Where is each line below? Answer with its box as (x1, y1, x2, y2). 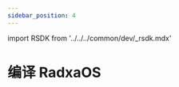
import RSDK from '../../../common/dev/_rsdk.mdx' (7, 33, 172, 43)
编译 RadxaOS (7, 63, 101, 81)
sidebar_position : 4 (7, 11, 77, 20)
